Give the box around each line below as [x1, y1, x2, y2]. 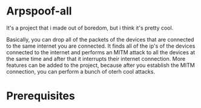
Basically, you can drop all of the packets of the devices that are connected [6, 36, 194, 43]
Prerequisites [6, 89, 76, 103]
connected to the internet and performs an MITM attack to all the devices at [6, 48, 196, 56]
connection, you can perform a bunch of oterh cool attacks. [6, 68, 156, 75]
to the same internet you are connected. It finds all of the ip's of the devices [6, 42, 196, 49]
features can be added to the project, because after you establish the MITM [6, 62, 195, 69]
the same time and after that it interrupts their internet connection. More [6, 55, 186, 62]
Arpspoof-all [6, 4, 72, 18]
